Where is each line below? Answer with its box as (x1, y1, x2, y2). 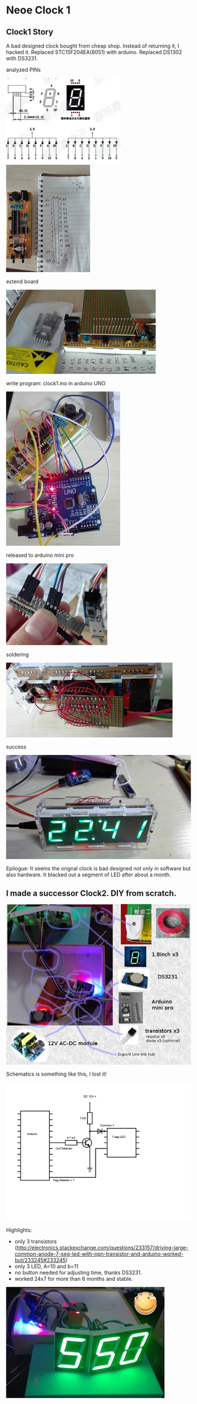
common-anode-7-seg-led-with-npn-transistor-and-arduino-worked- (14, 1250, 184, 1257)
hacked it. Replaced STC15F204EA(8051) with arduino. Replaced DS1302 (6, 49, 182, 56)
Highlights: (6, 1226, 32, 1233)
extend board (6, 278, 39, 285)
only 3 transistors (14, 1238, 57, 1245)
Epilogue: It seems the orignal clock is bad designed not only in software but (6, 865, 191, 872)
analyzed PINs (6, 66, 41, 73)
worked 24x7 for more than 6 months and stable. (14, 1275, 133, 1282)
